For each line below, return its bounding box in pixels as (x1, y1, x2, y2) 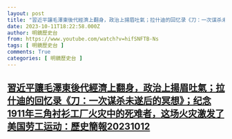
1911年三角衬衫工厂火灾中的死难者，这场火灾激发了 (7, 108, 224, 120)
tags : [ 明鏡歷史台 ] (7, 42, 64, 49)
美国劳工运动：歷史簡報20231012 (7, 121, 151, 133)
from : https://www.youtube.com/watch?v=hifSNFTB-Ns (7, 36, 159, 43)
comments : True (7, 49, 51, 56)
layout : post (7, 10, 45, 17)
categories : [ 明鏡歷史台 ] (7, 55, 83, 62)
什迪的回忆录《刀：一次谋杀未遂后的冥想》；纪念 (7, 95, 212, 107)
